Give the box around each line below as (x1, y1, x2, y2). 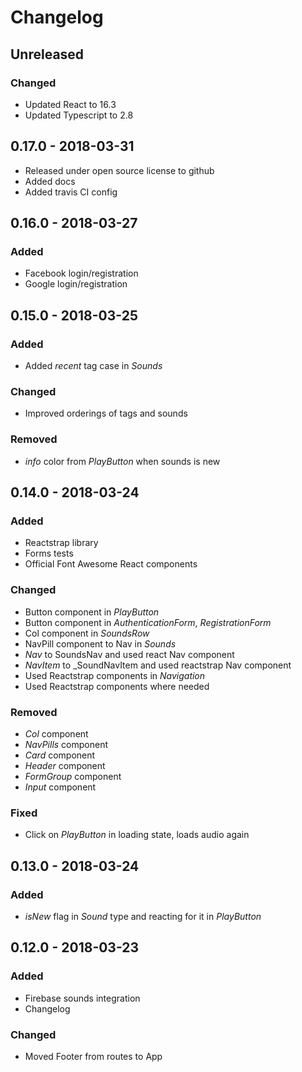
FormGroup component (24, 770, 122, 782)
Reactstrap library (24, 537, 99, 549)
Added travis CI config (24, 186, 118, 198)
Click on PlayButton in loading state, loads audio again (24, 829, 250, 841)
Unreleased (10, 46, 85, 63)
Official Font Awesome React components (24, 558, 198, 570)
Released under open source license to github (24, 164, 215, 176)
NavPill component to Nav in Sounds (24, 637, 177, 650)
